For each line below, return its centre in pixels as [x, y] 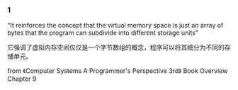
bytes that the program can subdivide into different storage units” [103, 33]
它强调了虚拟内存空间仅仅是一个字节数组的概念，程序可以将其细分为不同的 [116, 47]
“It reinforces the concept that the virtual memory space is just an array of [115, 26]
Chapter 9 [22, 79]
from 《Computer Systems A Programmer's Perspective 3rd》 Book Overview [118, 71]
